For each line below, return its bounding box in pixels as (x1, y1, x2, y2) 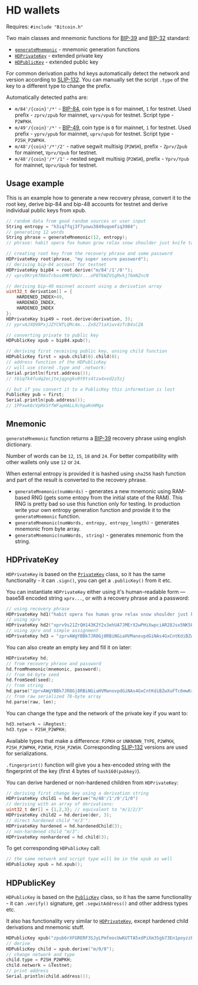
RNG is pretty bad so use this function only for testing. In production (14, 500, 181, 507)
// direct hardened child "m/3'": (6, 817, 91, 824)
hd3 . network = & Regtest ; (6, 721, 67, 727)
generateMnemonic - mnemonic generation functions (14, 45, 140, 53)
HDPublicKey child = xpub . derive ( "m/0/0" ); (6, 946, 115, 952)
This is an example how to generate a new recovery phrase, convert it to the (6, 194, 192, 201)
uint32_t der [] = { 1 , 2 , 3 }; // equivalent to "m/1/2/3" (6, 806, 144, 813)
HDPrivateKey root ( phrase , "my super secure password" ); (6, 256, 149, 262)
